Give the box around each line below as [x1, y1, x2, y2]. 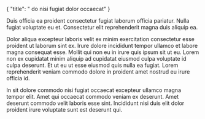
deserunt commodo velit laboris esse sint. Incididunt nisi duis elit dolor [6, 99, 185, 107]
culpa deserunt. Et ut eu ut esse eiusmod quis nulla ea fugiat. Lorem [6, 61, 179, 69]
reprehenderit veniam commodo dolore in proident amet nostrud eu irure [6, 68, 190, 75]
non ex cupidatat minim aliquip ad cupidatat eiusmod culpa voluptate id [6, 55, 187, 62]
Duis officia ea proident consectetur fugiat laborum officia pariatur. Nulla [6, 17, 190, 24]
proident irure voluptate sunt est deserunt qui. [6, 106, 123, 113]
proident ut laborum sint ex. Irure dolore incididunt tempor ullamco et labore [6, 42, 198, 49]
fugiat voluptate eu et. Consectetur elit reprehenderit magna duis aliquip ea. [6, 24, 198, 31]
